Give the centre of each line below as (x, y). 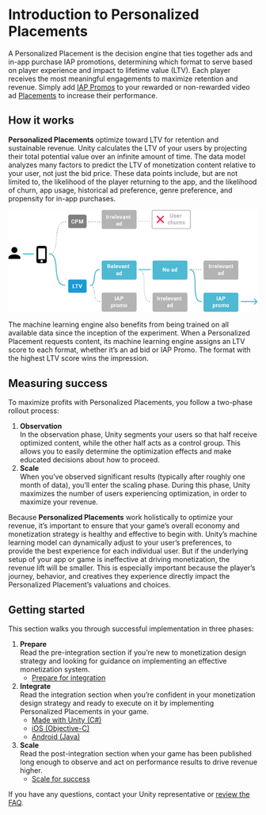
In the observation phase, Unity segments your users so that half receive (138, 434)
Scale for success (61, 779)
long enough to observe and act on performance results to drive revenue (139, 762)
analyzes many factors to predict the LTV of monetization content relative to (132, 165)
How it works (41, 121)
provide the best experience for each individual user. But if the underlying (128, 551)
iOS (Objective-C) (61, 728)
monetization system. (55, 669)
